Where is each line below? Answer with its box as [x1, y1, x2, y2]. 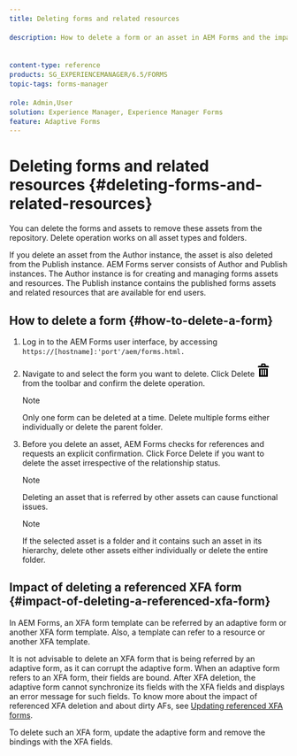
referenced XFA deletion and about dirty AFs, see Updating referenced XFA [9, 700, 284, 711]
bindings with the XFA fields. [9, 736, 113, 747]
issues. [21, 501, 49, 512]
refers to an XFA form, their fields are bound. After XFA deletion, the [9, 672, 256, 683]
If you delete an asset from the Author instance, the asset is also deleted [9, 250, 273, 260]
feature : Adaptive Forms [9, 117, 101, 126]
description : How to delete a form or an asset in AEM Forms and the [9, 33, 271, 42]
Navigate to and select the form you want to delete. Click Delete [21, 368, 255, 379]
